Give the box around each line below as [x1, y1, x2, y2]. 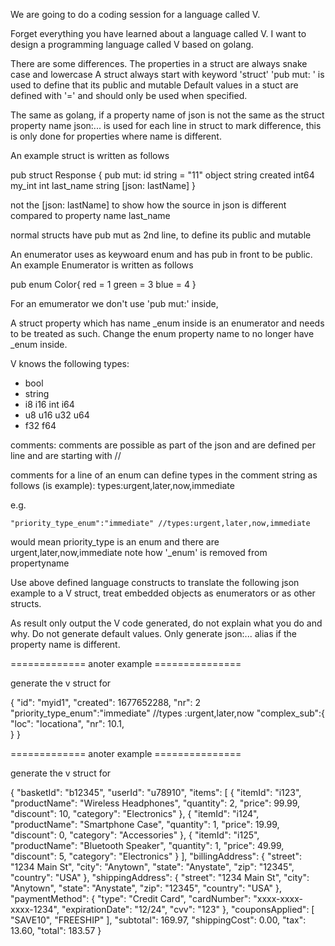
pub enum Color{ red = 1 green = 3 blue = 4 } [10, 279, 197, 290]
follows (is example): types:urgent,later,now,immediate [10, 480, 235, 491]
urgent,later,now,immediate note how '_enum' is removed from [10, 547, 268, 558]
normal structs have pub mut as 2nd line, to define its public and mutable [10, 229, 312, 241]
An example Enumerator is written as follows [10, 259, 194, 271]
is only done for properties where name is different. [10, 130, 222, 142]
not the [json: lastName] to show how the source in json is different [10, 199, 287, 211]
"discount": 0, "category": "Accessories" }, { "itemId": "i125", [10, 829, 260, 841]
